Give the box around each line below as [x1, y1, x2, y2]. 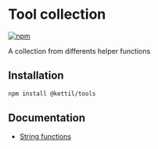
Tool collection [8, 5, 106, 23]
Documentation [8, 112, 86, 125]
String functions [19, 132, 72, 141]
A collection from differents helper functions [8, 46, 151, 55]
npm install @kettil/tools [8, 90, 96, 98]
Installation [8, 69, 64, 83]
